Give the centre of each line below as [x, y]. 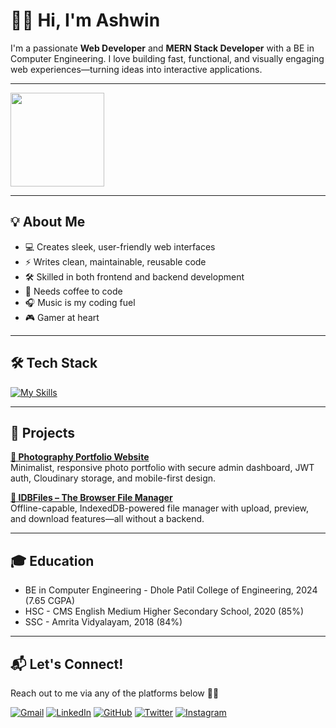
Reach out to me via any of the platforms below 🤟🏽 [115, 693]
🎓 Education [52, 560]
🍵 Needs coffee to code [73, 291]
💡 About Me [48, 222]
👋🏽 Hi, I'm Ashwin [85, 20]
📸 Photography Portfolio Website [80, 457]
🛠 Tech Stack [54, 363]
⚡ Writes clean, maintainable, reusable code [115, 261]
